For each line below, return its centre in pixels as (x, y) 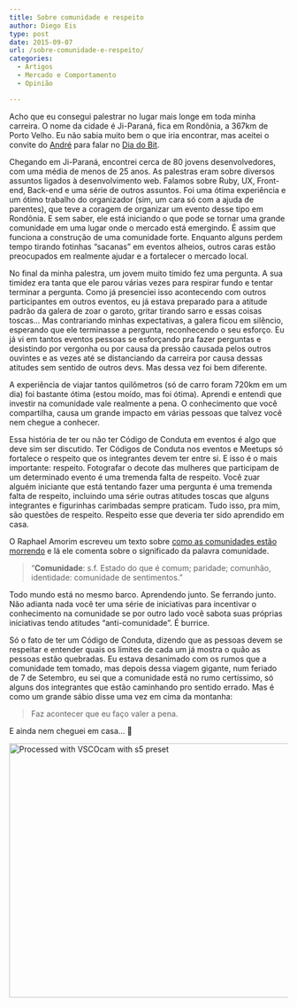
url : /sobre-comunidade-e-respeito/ (76, 51)
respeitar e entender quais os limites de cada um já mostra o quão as (135, 649)
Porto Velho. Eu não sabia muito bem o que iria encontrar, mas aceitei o (139, 135)
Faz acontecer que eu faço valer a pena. (104, 714)
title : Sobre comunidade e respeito (76, 17)
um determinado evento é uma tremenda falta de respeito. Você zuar (135, 477)
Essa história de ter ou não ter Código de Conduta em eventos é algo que (143, 439)
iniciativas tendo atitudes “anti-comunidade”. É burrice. (110, 622)
